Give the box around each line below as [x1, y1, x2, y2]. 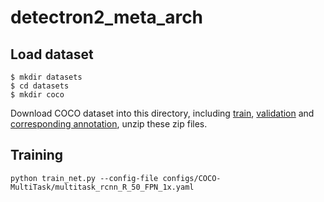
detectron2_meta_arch [10, 6, 204, 29]
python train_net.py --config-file [10, 173, 159, 183]
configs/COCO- [162, 173, 222, 183]
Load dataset [10, 46, 94, 63]
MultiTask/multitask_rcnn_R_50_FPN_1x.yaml [10, 182, 195, 192]
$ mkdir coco [10, 90, 65, 100]
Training [10, 147, 64, 164]
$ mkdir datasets [10, 72, 83, 82]
